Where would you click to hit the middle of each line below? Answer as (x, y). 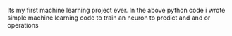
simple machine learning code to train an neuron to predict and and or (109, 18)
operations (23, 25)
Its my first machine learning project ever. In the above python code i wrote (116, 10)
